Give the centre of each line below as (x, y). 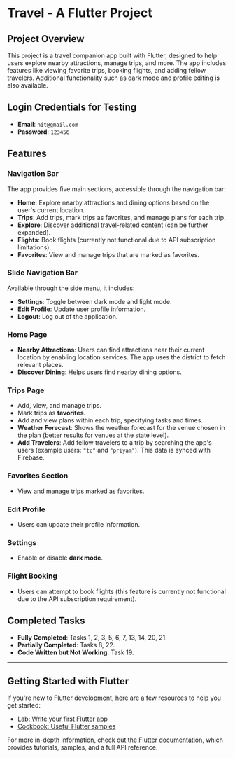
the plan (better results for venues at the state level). (93, 435)
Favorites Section (38, 476)
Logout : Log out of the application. (67, 316)
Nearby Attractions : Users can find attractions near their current (111, 350)
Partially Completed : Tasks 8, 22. (66, 645)
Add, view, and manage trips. (59, 406)
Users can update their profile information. (79, 524)
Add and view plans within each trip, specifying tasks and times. (110, 420)
